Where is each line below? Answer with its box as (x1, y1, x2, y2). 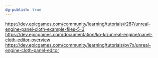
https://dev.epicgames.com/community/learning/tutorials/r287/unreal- (5, 21, 151, 27)
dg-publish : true (5, 7, 42, 12)
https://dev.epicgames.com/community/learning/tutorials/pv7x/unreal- (5, 42, 151, 48)
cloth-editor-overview (5, 37, 51, 43)
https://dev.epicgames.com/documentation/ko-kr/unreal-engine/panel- (5, 31, 153, 37)
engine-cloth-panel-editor (5, 47, 59, 53)
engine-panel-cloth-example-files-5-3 (5, 26, 85, 32)
